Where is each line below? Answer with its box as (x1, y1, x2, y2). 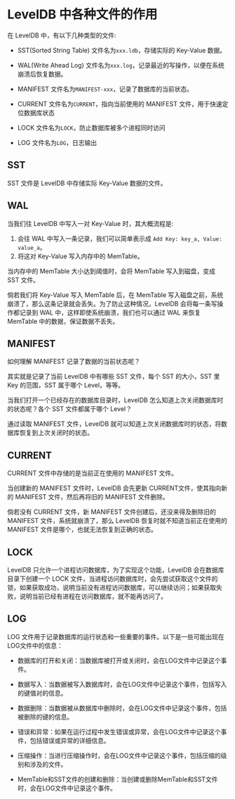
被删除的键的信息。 (17, 712, 74, 721)
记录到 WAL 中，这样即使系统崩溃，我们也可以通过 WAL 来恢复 (19, 308, 201, 317)
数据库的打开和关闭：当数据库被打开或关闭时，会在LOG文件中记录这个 (17, 656, 221, 665)
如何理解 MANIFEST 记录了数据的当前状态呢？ (7, 357, 141, 366)
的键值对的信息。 (17, 688, 67, 697)
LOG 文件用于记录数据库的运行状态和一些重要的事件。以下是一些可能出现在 (7, 632, 224, 641)
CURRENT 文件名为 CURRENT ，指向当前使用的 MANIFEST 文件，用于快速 (17, 99, 222, 108)
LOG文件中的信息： (7, 641, 63, 650)
